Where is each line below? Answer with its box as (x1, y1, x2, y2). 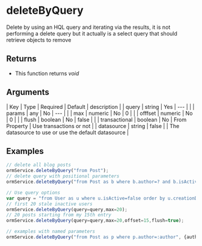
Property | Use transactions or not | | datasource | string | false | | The (6, 122, 180, 129)
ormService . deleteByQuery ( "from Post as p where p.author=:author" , (6, 234, 182, 240)
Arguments (6, 87, 50, 97)
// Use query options (6, 189, 61, 195)
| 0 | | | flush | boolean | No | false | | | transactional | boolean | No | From (6, 115, 187, 123)
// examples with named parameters (6, 229, 96, 235)
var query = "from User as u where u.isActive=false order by (6, 195, 165, 201)
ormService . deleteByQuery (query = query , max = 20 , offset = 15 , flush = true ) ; (6, 218, 185, 224)
